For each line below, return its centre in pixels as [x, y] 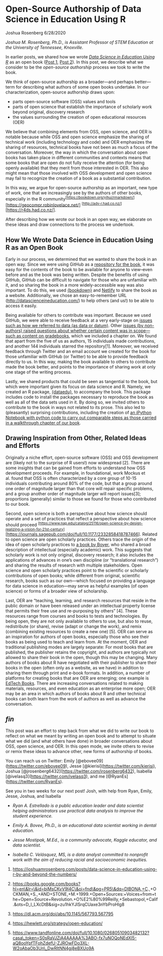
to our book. [18, 504]
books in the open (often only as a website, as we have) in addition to [75, 667]
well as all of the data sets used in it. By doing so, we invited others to [75, 402]
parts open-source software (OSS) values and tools [64, 101]
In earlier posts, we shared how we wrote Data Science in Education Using [80, 56]
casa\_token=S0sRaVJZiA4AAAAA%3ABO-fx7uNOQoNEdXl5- [75, 938]
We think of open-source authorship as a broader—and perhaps [70, 82]
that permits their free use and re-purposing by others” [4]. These [72, 611]
